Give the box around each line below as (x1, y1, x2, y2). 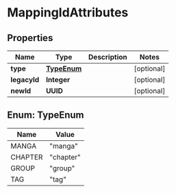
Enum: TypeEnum (7, 110, 84, 121)
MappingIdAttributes (7, 5, 129, 21)
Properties (7, 32, 53, 44)
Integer (45, 75, 71, 84)
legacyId (10, 75, 40, 84)
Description (88, 53, 128, 62)
